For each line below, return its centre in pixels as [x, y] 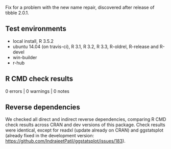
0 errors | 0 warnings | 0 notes [38, 91]
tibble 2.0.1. [17, 13]
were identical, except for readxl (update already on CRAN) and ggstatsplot [84, 130]
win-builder [25, 57]
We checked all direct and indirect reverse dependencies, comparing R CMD [86, 119]
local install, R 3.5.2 [33, 41]
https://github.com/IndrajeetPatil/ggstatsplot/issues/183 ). [66, 141]
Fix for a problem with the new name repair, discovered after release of [80, 7]
